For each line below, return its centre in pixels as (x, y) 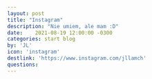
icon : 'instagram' (34, 52)
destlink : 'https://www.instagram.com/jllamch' (77, 58)
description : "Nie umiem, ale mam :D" (63, 26)
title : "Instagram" (35, 20)
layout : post (26, 13)
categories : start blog (41, 39)
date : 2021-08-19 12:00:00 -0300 (60, 33)
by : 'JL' (20, 45)
